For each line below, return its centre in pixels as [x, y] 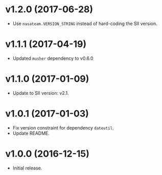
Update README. [31, 133]
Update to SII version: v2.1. [41, 93]
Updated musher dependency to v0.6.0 [53, 58]
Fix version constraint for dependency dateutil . [63, 128]
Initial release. [27, 168]
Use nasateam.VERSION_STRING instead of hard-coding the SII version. [85, 23]
